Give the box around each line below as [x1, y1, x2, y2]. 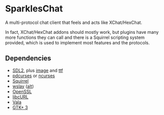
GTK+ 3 [12, 104, 28, 110]
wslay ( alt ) [12, 83, 34, 89]
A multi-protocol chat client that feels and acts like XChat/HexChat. [5, 19, 143, 25]
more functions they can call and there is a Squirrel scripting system [5, 34, 145, 40]
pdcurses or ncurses [12, 73, 55, 79]
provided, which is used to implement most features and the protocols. [5, 39, 150, 45]
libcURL [12, 94, 29, 100]
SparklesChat [5, 3, 63, 14]
